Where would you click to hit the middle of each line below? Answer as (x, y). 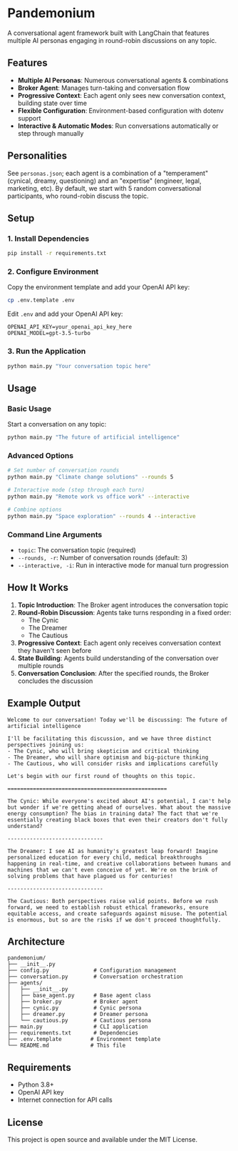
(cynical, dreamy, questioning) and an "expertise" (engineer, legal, (104, 181)
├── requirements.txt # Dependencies (73, 1033)
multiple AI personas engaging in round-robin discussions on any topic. (112, 40)
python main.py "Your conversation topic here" (79, 366)
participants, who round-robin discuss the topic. (78, 196)
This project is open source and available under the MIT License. (103, 1139)
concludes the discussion (55, 681)
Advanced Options (40, 455)
